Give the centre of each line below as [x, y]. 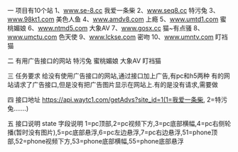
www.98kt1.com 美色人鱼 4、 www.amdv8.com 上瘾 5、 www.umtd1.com [113, 19]
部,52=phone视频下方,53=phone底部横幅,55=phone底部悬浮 [96, 141]
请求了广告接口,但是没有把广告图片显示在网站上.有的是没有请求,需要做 [116, 84]
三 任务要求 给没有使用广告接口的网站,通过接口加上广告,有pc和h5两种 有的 [116, 76]
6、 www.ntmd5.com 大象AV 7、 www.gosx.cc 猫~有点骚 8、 [115, 28]
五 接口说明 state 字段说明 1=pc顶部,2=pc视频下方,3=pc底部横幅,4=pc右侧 [116, 123]
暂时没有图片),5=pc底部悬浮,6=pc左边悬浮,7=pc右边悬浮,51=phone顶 [117, 132]
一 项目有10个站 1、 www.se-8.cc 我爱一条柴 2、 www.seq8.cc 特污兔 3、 [113, 10]
